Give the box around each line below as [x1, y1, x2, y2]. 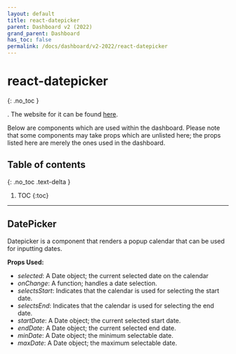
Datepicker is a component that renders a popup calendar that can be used [7, 237, 225, 245]
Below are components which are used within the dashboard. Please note [7, 124, 221, 132]
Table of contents [7, 159, 86, 171]
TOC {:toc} [17, 191, 49, 199]
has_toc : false [7, 37, 52, 44]
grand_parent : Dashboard [7, 29, 80, 37]
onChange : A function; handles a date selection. [17, 279, 158, 287]
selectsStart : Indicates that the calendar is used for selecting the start [17, 286, 220, 295]
